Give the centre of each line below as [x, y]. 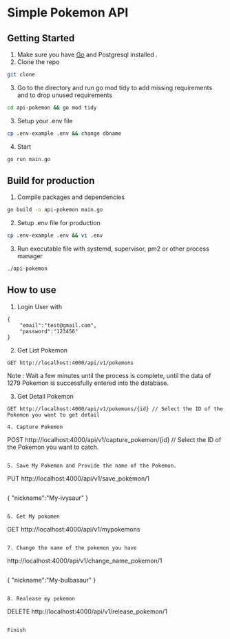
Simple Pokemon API [68, 13]
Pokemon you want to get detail [53, 415]
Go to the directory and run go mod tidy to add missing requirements [115, 87]
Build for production [51, 180]
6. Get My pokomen [33, 516]
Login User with [40, 306]
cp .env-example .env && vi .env [55, 235]
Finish [17, 630]
